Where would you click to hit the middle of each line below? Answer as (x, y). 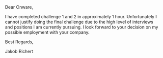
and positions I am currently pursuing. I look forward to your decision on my (82, 27)
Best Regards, (19, 42)
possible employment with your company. (47, 32)
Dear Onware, (19, 7)
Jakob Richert (19, 51)
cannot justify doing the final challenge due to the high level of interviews (79, 22)
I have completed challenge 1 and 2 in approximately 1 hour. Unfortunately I (81, 16)
